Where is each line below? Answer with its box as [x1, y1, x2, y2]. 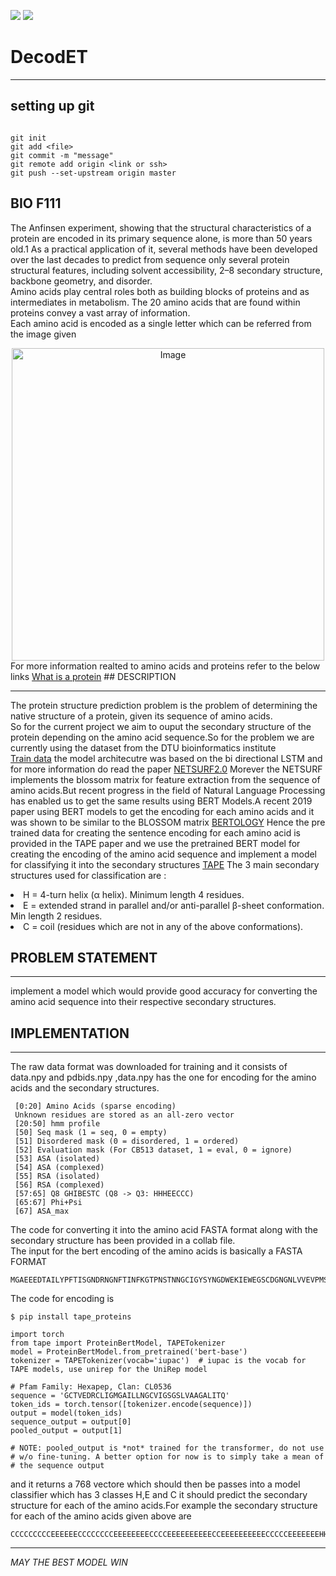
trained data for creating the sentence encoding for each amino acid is [10, 826, 302, 839]
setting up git [10, 98, 95, 115]
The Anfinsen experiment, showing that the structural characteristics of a [10, 221, 312, 234]
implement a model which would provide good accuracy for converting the [10, 985, 318, 997]
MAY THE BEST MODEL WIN [10, 1556, 128, 1569]
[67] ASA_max [14, 1206, 70, 1217]
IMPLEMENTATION [10, 1025, 130, 1042]
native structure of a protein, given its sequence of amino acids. [10, 710, 273, 722]
